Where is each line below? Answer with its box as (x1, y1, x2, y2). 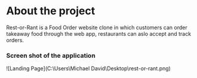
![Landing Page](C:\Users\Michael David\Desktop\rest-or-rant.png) (6, 65, 171, 72)
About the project (6, 4, 96, 18)
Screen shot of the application (6, 51, 96, 60)
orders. (6, 36, 24, 43)
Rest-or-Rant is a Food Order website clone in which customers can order (6, 24, 187, 31)
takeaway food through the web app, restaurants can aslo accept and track (6, 30, 192, 37)
